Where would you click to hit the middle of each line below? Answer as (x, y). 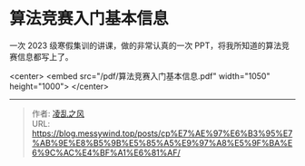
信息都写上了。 (45, 56)
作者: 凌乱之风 (58, 113)
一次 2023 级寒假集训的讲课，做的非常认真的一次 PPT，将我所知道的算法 (146, 45)
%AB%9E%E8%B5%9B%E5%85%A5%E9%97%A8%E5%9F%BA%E (162, 142)
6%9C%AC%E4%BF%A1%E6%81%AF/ (106, 152)
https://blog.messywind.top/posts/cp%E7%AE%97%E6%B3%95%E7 (162, 133)
